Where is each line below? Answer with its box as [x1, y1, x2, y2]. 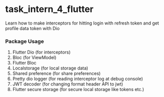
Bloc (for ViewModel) [12, 54, 57, 60]
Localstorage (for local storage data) [12, 65, 89, 71]
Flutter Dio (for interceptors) [12, 49, 71, 55]
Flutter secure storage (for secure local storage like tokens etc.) [12, 86, 144, 92]
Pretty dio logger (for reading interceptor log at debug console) [12, 76, 143, 82]
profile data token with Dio [5, 25, 60, 31]
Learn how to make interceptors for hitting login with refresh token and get [5, 20, 159, 26]
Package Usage [5, 37, 44, 44]
